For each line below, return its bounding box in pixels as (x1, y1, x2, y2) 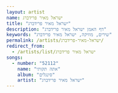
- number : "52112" (12, 60, 59, 66)
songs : (6, 54, 23, 61)
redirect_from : (6, 43, 45, 50)
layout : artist (6, 9, 45, 15)
